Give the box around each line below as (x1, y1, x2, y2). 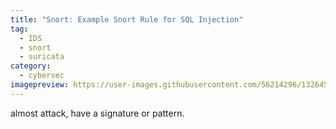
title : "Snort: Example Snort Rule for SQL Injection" (10, 14, 244, 25)
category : (10, 61, 52, 71)
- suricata (19, 52, 65, 62)
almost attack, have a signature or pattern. (10, 107, 185, 119)
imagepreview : (10, 80, 70, 90)
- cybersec (19, 71, 65, 81)
